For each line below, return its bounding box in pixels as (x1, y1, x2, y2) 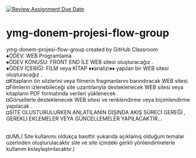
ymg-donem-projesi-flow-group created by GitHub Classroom (6, 46, 158, 53)
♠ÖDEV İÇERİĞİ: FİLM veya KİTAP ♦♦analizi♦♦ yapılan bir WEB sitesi (6, 65, 169, 72)
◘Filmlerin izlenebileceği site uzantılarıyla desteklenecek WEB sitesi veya (6, 83, 184, 91)
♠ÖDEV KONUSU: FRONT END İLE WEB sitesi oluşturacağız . (6, 58, 154, 65)
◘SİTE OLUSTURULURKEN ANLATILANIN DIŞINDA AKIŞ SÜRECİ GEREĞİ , (6, 108, 186, 115)
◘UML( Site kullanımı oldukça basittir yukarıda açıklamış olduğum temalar (6, 133, 185, 140)
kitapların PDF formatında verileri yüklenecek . (6, 89, 119, 97)
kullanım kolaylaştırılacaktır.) (6, 145, 75, 152)
